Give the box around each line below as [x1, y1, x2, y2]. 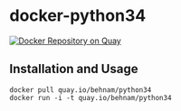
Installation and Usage [9, 61, 138, 77]
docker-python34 [9, 5, 147, 26]
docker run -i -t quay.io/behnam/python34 [9, 93, 172, 102]
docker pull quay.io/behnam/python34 [9, 85, 152, 95]
